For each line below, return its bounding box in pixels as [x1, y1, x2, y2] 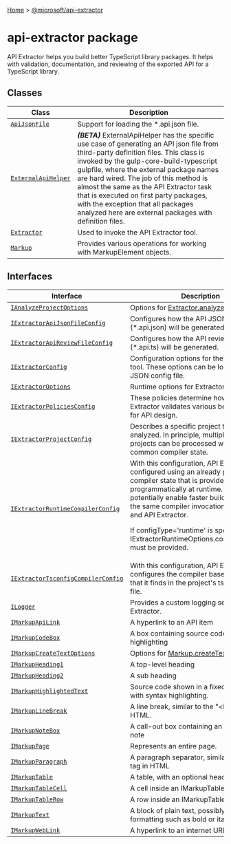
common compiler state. [129, 447, 208, 457]
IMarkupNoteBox [10, 726, 60, 735]
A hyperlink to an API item [129, 617, 213, 627]
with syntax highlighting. [129, 691, 209, 700]
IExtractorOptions [10, 382, 71, 391]
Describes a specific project [129, 421, 221, 431]
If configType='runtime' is [129, 526, 213, 535]
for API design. [129, 410, 178, 420]
